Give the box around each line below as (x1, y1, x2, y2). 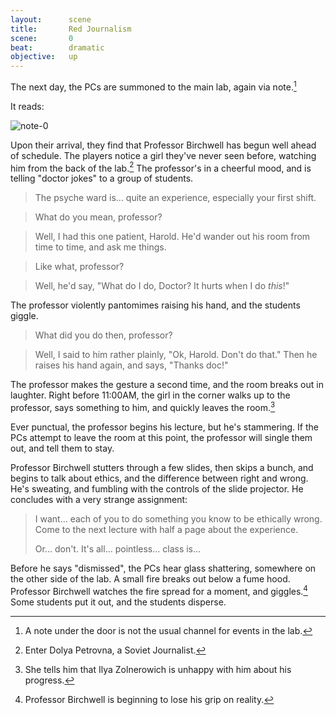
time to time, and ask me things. (34, 241, 167, 253)
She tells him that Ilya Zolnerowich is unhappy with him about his (24, 663, 292, 675)
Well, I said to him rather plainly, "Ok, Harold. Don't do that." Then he (34, 349, 318, 361)
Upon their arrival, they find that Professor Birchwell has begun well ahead (10, 139, 317, 151)
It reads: (10, 100, 45, 112)
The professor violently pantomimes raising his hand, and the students (10, 299, 301, 311)
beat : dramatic (10, 42, 105, 53)
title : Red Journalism (10, 24, 132, 34)
